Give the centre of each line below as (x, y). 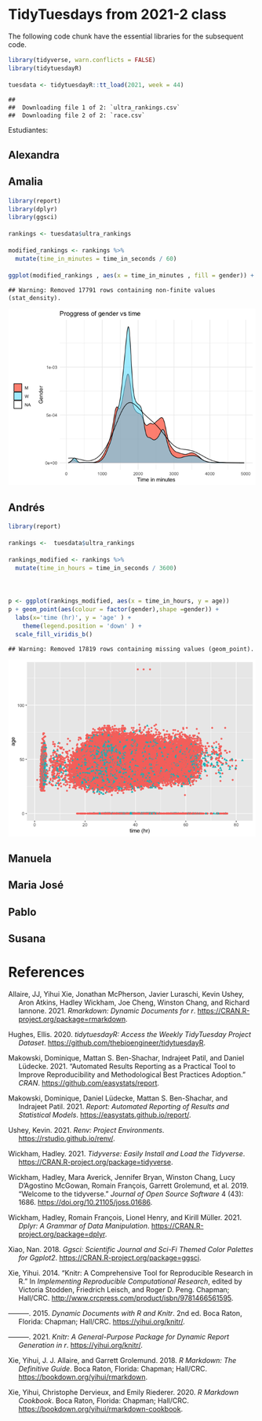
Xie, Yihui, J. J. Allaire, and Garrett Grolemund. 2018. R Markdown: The (122, 1360)
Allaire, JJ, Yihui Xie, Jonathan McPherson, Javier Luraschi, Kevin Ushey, (126, 994)
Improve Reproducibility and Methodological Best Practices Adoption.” (132, 1075)
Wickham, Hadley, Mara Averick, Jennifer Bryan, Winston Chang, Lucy (122, 1177)
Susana (27, 939)
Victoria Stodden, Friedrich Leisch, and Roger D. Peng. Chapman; (124, 1289)
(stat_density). (35, 298)
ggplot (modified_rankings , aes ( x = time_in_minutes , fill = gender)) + (131, 275)
